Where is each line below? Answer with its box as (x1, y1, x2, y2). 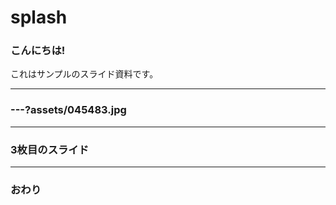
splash (10, 6, 68, 29)
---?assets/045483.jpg (10, 103, 127, 117)
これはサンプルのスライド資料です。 (10, 68, 159, 80)
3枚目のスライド (10, 142, 90, 156)
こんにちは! (10, 44, 66, 58)
